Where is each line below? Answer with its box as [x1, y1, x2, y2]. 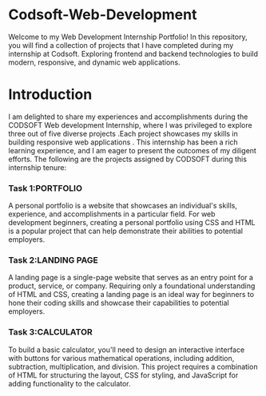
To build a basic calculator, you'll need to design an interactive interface [8, 345, 245, 354]
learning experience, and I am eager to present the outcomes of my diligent [8, 145, 257, 155]
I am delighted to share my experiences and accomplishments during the [8, 112, 248, 121]
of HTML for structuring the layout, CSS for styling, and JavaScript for [8, 370, 239, 380]
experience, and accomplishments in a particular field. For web [8, 209, 216, 219]
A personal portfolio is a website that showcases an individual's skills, [8, 201, 237, 211]
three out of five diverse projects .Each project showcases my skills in [8, 129, 238, 138]
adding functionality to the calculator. [8, 378, 131, 388]
